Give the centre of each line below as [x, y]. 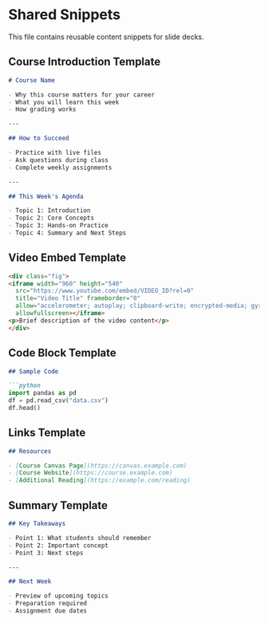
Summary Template [58, 505]
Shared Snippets [65, 15]
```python [25, 386]
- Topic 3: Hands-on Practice [59, 226]
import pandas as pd [43, 393]
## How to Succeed [39, 138]
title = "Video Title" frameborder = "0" [78, 298]
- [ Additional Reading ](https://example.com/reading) [100, 480]
